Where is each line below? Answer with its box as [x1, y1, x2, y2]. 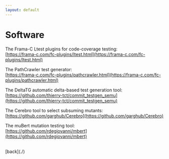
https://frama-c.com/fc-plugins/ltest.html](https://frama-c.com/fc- [7, 51, 145, 57]
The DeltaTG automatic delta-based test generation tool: [5, 87, 123, 93]
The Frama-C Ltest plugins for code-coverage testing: [5, 46, 118, 52]
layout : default [5, 7, 39, 13]
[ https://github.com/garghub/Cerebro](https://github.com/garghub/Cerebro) [5, 113, 164, 119]
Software [5, 29, 44, 40]
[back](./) [5, 148, 25, 154]
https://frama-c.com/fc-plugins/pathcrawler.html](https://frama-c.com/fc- [7, 72, 161, 78]
